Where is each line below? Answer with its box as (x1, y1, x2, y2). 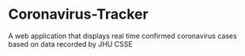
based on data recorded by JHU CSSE (8, 39, 133, 48)
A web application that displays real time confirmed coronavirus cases (8, 31, 237, 40)
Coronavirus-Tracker (8, 5, 149, 23)
